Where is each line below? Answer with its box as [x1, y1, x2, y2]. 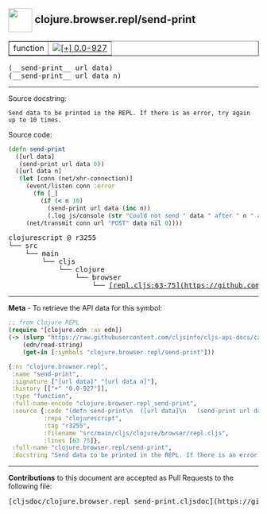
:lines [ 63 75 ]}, [43, 436, 102, 445]
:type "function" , [11, 392, 73, 400]
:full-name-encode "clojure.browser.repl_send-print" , [11, 400, 197, 408]
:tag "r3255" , [43, 422, 91, 430]
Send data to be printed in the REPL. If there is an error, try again [8, 109, 250, 117]
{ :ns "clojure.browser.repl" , [8, 362, 109, 370]
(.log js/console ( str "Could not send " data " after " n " [47, 211, 254, 219]
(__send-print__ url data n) [8, 71, 122, 80]
